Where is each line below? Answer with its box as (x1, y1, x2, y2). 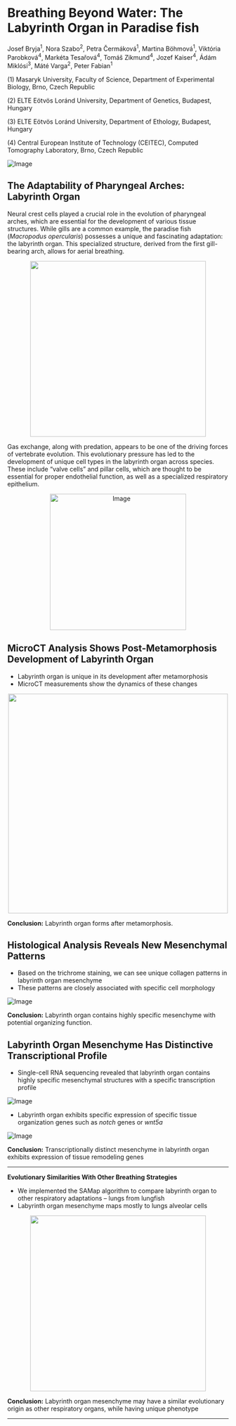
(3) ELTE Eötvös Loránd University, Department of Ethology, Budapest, (7, 117, 211, 126)
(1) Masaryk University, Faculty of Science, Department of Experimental (7, 75, 215, 84)
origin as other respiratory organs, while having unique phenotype (7, 1404, 199, 1413)
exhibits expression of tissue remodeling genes (7, 1153, 144, 1161)
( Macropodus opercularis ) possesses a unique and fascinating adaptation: (7, 232, 223, 240)
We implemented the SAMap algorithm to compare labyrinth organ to (17, 1186, 217, 1195)
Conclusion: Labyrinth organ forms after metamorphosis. (7, 919, 173, 927)
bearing (7, 247, 30, 255)
